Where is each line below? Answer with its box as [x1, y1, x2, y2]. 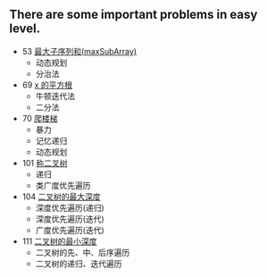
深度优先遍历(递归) [35, 202, 104, 213]
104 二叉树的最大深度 [21, 191, 101, 202]
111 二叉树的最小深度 [21, 236, 97, 247]
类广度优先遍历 [35, 180, 91, 190]
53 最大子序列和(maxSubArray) [21, 46, 137, 56]
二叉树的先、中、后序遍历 [35, 247, 130, 257]
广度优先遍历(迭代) [35, 224, 104, 235]
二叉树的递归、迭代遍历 [35, 258, 122, 269]
